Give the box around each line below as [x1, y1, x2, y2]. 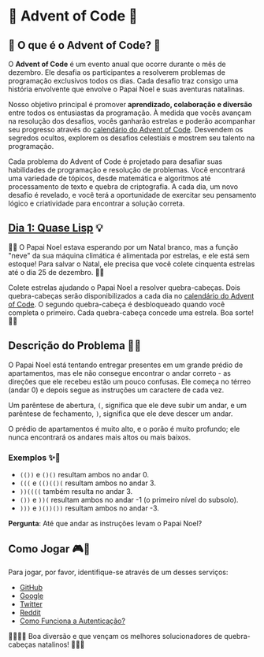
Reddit [19, 607, 41, 617]
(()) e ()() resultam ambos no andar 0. [19, 470, 150, 479]
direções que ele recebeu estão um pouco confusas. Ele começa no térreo [8, 377, 251, 386]
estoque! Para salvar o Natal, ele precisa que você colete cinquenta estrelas [8, 259, 255, 269]
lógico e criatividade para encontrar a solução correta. [8, 199, 185, 208]
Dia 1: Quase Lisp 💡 [8, 221, 104, 235]
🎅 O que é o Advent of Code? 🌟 [8, 39, 162, 52]
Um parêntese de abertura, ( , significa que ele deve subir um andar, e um [8, 400, 247, 410]
